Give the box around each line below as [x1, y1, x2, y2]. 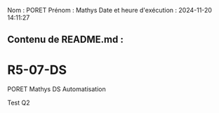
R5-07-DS [7, 62, 67, 78]
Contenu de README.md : [7, 34, 124, 46]
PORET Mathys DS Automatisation [7, 85, 107, 93]
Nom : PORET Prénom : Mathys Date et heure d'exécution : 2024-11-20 [7, 6, 213, 14]
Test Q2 [7, 98, 30, 107]
